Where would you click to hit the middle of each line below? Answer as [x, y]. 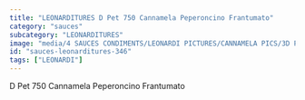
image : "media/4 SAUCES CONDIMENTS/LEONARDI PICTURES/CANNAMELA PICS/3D [150, 43]
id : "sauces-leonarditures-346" [70, 52]
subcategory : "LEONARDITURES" [67, 35]
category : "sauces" [46, 26]
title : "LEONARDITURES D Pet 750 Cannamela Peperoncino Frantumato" [142, 18]
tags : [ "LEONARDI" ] [46, 60]
